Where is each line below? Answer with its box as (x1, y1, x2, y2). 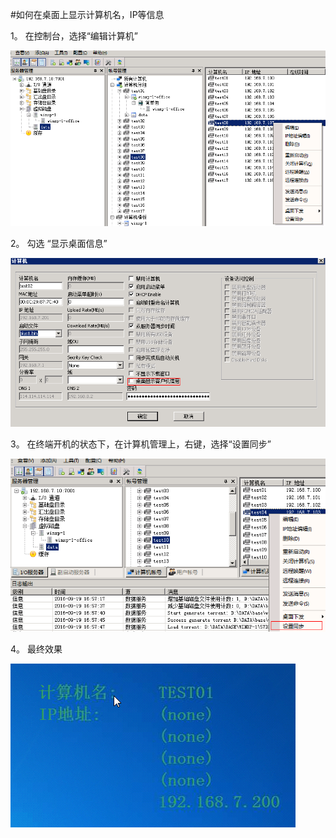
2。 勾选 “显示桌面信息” (10, 238, 108, 250)
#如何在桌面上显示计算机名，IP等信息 (10, 9, 165, 20)
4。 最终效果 (10, 643, 63, 655)
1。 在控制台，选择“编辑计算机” (10, 30, 138, 42)
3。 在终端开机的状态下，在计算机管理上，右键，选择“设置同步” (10, 438, 272, 450)
